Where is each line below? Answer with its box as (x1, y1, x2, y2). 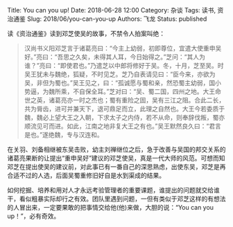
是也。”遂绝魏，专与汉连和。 (24, 131, 103, 138)
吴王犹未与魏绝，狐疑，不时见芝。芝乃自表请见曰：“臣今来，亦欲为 (24, 70, 216, 78)
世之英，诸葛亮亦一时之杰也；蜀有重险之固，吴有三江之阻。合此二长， (24, 96, 225, 104)
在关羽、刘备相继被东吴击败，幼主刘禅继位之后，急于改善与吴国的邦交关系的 (7, 145, 226, 154)
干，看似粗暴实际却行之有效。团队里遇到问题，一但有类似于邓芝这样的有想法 (7, 194, 226, 203)
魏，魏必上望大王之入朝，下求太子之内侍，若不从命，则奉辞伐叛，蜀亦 (24, 113, 225, 121)
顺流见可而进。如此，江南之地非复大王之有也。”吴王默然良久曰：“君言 (24, 122, 222, 130)
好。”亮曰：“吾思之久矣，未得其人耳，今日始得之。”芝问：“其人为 (24, 53, 206, 61)
